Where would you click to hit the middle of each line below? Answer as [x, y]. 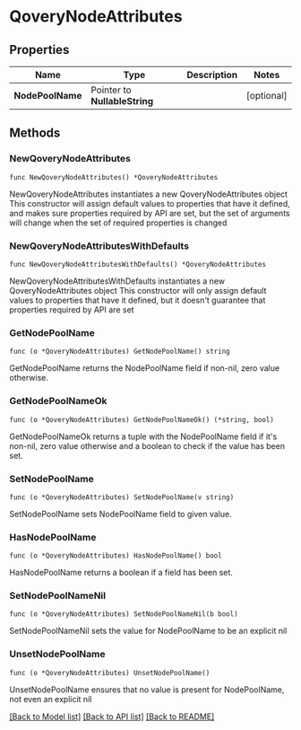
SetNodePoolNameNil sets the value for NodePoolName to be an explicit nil [148, 631]
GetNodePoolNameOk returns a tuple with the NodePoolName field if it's [143, 436]
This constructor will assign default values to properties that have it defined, [150, 203]
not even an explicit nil [51, 699]
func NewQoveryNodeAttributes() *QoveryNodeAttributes [114, 177]
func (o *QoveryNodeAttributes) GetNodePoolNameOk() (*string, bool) [142, 419]
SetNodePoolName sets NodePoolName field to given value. [120, 514]
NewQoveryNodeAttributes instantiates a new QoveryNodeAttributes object [149, 194]
